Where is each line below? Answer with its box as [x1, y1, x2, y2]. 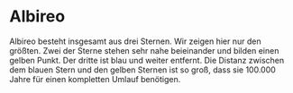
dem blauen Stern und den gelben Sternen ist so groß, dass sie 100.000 [9, 64, 277, 75]
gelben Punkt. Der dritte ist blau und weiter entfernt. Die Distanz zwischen [9, 55, 285, 65]
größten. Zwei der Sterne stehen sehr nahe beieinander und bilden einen [9, 45, 279, 55]
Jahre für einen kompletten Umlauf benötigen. [9, 73, 181, 84]
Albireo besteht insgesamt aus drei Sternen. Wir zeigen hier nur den [9, 36, 261, 46]
